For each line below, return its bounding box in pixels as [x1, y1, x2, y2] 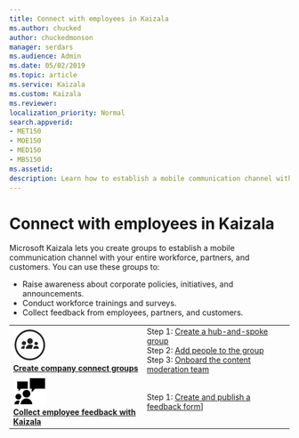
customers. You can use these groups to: [9, 262, 160, 272]
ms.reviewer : [9, 99, 58, 108]
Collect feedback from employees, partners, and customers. [21, 307, 244, 318]
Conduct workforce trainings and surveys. [21, 298, 177, 309]
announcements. [21, 288, 85, 299]
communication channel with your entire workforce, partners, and [9, 252, 250, 263]
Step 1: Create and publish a [146, 392, 251, 402]
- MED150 [9, 146, 42, 155]
